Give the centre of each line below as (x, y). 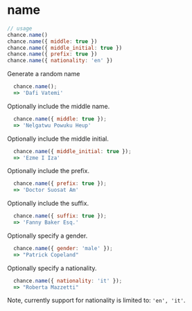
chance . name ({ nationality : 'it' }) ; (68, 281)
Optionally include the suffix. (48, 204)
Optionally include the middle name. (59, 106)
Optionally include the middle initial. (58, 139)
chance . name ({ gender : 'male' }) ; (63, 248)
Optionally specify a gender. (47, 236)
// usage (20, 28)
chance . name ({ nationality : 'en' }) (60, 61)
